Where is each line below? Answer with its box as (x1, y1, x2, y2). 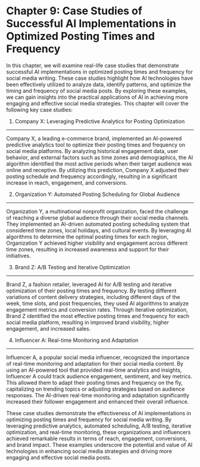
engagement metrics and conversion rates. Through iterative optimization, (6, 306, 189, 313)
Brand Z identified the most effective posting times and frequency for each (6, 312, 189, 319)
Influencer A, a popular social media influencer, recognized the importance (6, 353, 190, 361)
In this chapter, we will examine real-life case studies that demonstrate (6, 61, 179, 69)
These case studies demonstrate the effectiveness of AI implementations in (6, 409, 192, 416)
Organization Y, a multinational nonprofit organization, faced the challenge (6, 207, 189, 215)
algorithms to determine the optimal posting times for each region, (6, 233, 168, 240)
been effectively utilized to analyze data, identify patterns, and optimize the (6, 80, 191, 88)
